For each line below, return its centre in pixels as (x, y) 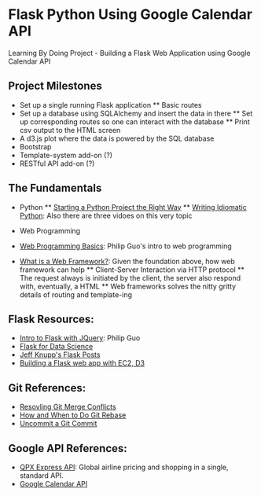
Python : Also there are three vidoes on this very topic (106, 215)
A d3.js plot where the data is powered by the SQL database (117, 138)
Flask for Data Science (56, 347)
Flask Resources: (51, 319)
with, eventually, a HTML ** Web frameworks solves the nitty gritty (128, 286)
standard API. (42, 476)
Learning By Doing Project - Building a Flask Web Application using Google (129, 53)
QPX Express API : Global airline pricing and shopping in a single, (124, 467)
